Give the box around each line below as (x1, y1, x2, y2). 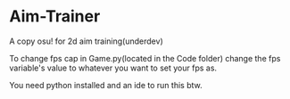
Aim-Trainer (9, 6, 101, 27)
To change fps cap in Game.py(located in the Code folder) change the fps (9, 53, 281, 63)
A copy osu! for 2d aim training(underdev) (9, 36, 163, 46)
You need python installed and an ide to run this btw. (9, 79, 203, 90)
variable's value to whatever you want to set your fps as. (9, 62, 217, 73)
